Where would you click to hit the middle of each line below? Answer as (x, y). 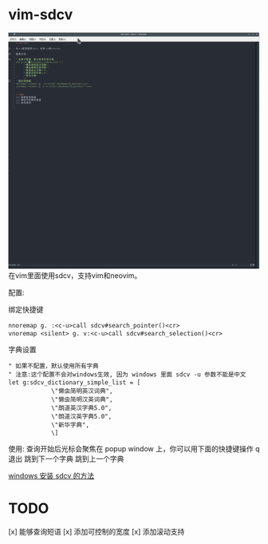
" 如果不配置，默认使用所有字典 (53, 366)
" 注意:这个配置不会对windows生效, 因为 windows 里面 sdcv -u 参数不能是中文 (127, 374)
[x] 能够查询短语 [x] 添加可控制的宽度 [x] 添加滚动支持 (97, 531)
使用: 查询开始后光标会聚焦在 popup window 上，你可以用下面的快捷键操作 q (134, 448)
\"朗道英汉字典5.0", (81, 408)
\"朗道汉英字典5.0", (81, 416)
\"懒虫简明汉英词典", (82, 399)
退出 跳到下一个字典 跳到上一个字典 (66, 459)
